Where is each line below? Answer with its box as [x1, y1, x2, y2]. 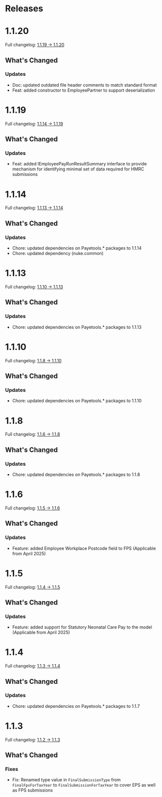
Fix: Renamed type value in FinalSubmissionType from [12, 777, 121, 783]
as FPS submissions [12, 787, 53, 793]
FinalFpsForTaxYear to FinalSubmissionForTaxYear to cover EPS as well [12, 782, 156, 788]
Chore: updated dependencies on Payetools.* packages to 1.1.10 [12, 398, 142, 404]
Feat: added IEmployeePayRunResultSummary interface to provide [12, 161, 147, 167]
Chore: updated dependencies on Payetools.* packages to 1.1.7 [12, 703, 140, 709]
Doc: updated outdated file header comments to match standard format [12, 82, 157, 88]
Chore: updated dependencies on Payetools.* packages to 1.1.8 [12, 471, 140, 478]
